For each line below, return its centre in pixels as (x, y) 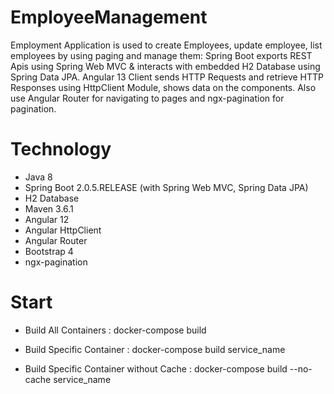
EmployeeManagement (109, 17)
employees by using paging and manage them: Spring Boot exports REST (161, 55)
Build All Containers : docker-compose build (115, 330)
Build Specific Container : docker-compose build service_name (155, 349)
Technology (61, 149)
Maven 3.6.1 (49, 208)
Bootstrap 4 (49, 251)
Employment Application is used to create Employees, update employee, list (166, 45)
